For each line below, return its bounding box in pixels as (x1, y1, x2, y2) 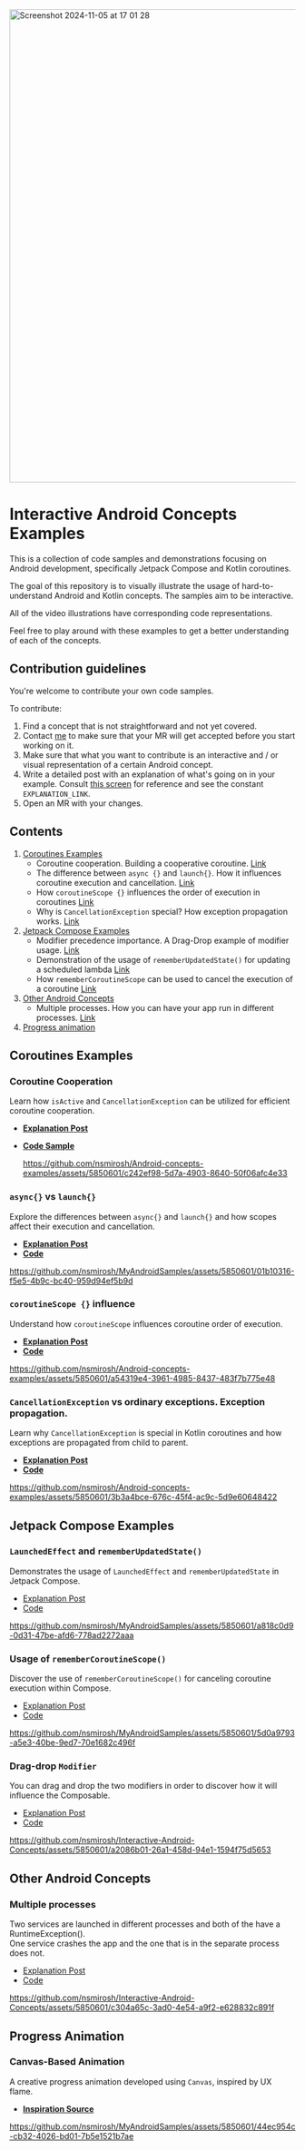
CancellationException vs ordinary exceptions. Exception (9, 1395, 266, 1408)
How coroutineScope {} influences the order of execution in (35, 887, 261, 898)
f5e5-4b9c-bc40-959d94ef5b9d (9, 1275, 133, 1286)
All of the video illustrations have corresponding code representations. (9, 607, 273, 618)
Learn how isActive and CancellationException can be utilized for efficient (9, 1095, 290, 1106)
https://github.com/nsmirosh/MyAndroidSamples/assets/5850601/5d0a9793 (9, 1728, 295, 1739)
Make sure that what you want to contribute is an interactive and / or (22, 749, 279, 761)
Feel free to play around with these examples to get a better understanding (9, 625, 290, 636)
